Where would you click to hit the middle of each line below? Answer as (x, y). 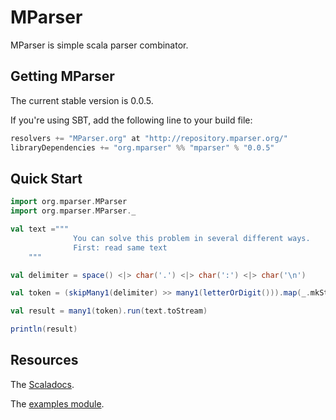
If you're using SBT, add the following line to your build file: (131, 120)
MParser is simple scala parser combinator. (99, 45)
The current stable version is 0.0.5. (82, 100)
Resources (44, 360)
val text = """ (40, 229)
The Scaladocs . (42, 384)
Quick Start (46, 178)
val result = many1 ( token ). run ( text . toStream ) (109, 311)
